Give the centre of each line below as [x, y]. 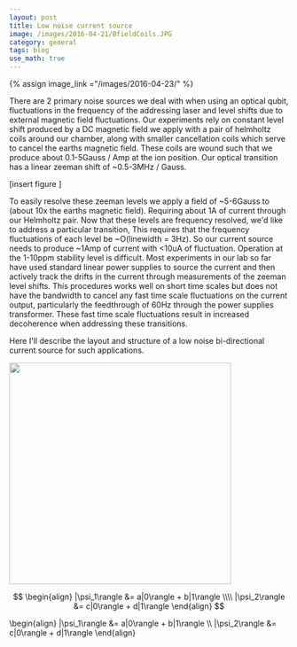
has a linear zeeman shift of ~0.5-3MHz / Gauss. [98, 167]
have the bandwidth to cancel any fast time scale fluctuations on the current [148, 295]
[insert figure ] [35, 184]
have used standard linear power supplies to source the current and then [142, 267]
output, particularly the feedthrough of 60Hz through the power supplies [142, 305]
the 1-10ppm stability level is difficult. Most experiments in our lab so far [141, 257]
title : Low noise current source [71, 26]
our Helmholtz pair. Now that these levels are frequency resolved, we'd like [146, 220]
